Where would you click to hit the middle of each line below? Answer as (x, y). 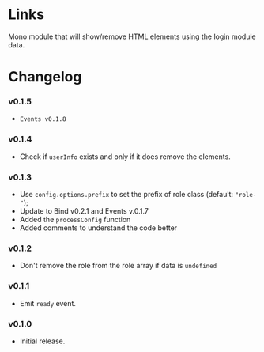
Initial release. (42, 341)
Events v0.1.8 (43, 119)
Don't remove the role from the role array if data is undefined (118, 266)
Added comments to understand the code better (98, 228)
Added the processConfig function (75, 220)
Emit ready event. (48, 303)
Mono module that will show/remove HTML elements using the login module (132, 36)
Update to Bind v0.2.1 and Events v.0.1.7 (84, 211)
